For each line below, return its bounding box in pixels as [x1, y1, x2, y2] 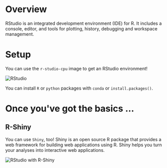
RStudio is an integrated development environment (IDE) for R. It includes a [5, 20, 162, 26]
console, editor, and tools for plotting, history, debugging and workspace [5, 25, 158, 31]
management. [5, 31, 35, 37]
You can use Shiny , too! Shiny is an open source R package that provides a [5, 136, 161, 142]
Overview [5, 4, 47, 15]
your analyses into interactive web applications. [5, 147, 105, 153]
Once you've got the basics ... [5, 103, 135, 114]
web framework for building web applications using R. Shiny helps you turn [5, 142, 162, 148]
